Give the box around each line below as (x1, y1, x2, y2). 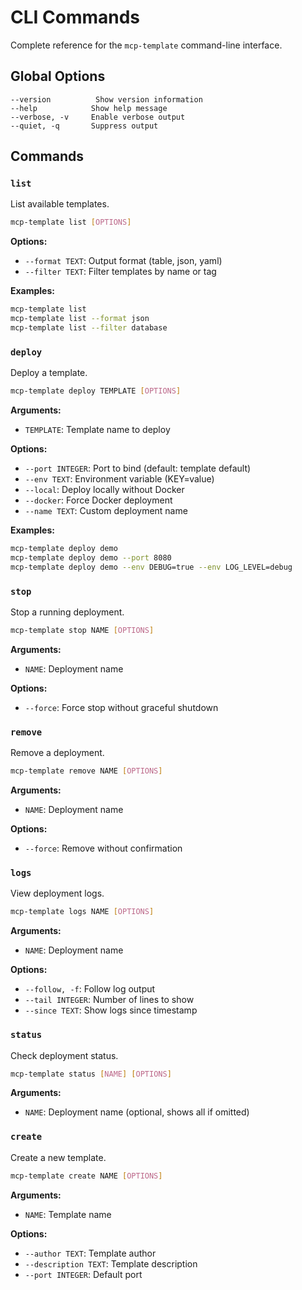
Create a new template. (10, 1151, 107, 1163)
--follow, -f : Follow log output (24, 983, 156, 995)
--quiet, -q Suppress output (10, 121, 159, 131)
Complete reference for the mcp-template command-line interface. (10, 39, 283, 51)
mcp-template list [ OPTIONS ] (10, 217, 132, 228)
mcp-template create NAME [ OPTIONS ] (10, 1171, 163, 1181)
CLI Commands (10, 6, 141, 29)
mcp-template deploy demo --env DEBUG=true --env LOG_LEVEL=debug (10, 562, 293, 572)
